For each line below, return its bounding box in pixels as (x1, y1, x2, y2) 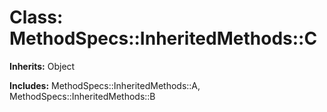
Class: (9, 6, 64, 29)
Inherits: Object (9, 60, 76, 72)
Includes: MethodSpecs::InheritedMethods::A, (9, 79, 201, 91)
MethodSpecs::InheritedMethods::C (9, 27, 318, 50)
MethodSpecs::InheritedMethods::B (9, 90, 156, 102)
